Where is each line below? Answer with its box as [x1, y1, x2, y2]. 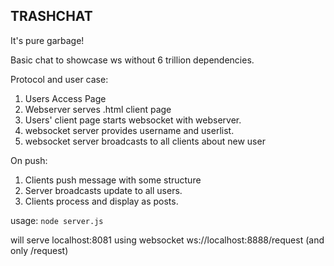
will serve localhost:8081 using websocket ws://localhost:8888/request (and [10, 234, 325, 246]
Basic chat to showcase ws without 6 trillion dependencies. [10, 54, 255, 66]
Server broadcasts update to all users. [24, 184, 183, 196]
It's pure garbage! [10, 34, 85, 46]
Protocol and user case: [10, 73, 109, 85]
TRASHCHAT [10, 8, 93, 25]
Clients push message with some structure [24, 174, 202, 186]
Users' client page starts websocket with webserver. [24, 114, 242, 126]
